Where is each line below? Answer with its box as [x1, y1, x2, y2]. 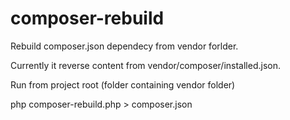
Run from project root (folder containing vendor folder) [10, 78, 236, 91]
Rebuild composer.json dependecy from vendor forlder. [10, 40, 239, 52]
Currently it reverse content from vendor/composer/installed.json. [10, 59, 281, 71]
